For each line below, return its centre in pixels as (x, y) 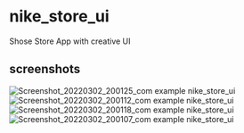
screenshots (45, 69)
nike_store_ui (59, 17)
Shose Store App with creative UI (70, 41)
